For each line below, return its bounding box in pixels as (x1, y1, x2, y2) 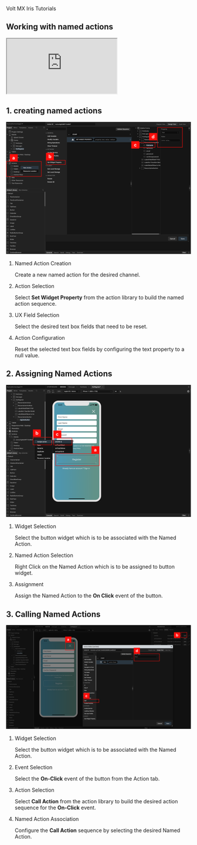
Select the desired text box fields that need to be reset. (14, 323, 148, 330)
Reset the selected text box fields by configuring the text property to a (14, 346, 185, 353)
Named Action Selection (14, 552, 73, 559)
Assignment (14, 581, 44, 588)
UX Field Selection (14, 311, 60, 319)
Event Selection (14, 763, 53, 770)
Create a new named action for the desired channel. (14, 271, 141, 278)
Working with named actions (6, 22, 113, 32)
